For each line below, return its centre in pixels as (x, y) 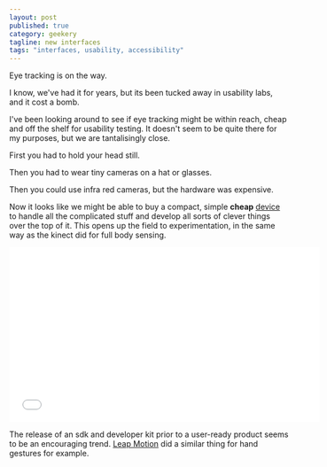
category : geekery (43, 34)
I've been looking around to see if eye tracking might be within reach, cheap (148, 120)
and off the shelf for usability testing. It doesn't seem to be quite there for (143, 128)
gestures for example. (49, 454)
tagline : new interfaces (55, 42)
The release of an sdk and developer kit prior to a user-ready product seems (149, 434)
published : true (39, 26)
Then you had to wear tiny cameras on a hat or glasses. (111, 173)
